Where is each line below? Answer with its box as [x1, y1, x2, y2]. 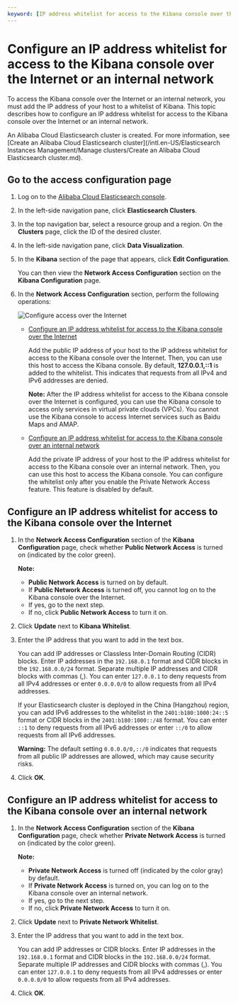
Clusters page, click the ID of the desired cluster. [17, 227, 161, 236]
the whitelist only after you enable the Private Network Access [28, 477, 210, 486]
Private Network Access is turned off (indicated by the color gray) [28, 866, 223, 875]
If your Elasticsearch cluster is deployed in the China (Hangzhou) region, [17, 701, 230, 709]
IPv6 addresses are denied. [28, 376, 108, 385]
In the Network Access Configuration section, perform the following [17, 290, 220, 298]
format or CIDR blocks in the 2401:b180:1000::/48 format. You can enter [17, 716, 228, 725]
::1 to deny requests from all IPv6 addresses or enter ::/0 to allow [17, 723, 212, 732]
